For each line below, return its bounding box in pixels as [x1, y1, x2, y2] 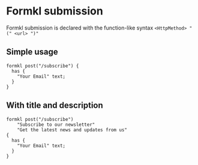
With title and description [6, 101, 103, 111]
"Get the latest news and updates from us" [17, 126, 128, 133]
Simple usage [6, 47, 58, 57]
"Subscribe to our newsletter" [17, 122, 95, 128]
